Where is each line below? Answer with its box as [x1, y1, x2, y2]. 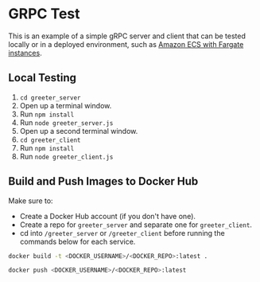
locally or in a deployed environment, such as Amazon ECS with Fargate [8, 39, 244, 49]
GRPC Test [8, 5, 81, 23]
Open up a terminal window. [19, 100, 112, 110]
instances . [8, 48, 42, 57]
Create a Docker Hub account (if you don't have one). [19, 211, 196, 221]
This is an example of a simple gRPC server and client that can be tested [8, 31, 246, 41]
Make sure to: [8, 196, 53, 206]
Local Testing [8, 71, 77, 84]
